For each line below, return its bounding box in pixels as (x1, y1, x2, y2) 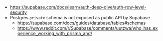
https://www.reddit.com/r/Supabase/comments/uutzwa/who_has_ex (17, 25, 158, 31)
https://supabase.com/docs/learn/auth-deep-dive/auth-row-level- (9, 4, 147, 10)
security (9, 9, 27, 15)
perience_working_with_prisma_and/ (17, 31, 93, 36)
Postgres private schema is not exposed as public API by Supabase (9, 15, 151, 20)
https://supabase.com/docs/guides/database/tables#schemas (17, 20, 146, 26)
